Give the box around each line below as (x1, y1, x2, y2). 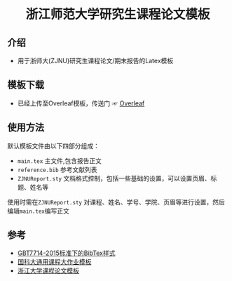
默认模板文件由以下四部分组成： (7, 141, 100, 150)
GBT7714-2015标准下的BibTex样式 (17, 249, 116, 257)
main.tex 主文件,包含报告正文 (17, 156, 102, 165)
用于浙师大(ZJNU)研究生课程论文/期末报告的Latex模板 (17, 57, 174, 65)
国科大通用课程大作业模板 (17, 258, 92, 266)
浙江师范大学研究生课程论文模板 (25, 6, 210, 22)
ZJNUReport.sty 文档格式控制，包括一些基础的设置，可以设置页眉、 (17, 174, 211, 183)
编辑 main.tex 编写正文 (7, 207, 70, 215)
